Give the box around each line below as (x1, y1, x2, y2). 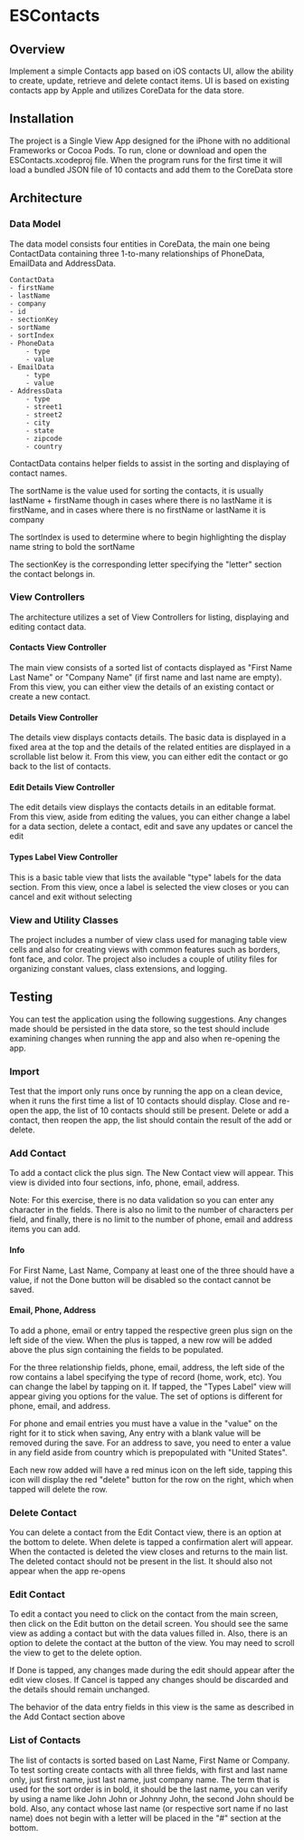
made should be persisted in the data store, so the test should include (9, 1023, 270, 1034)
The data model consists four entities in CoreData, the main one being (9, 238, 271, 250)
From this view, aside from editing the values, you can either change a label (9, 811, 290, 822)
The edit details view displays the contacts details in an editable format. (9, 802, 277, 813)
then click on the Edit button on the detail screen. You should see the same (9, 1619, 289, 1630)
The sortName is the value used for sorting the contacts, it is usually (9, 484, 264, 495)
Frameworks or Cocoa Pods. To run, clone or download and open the (9, 144, 267, 155)
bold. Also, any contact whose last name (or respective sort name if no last (9, 1803, 289, 1814)
